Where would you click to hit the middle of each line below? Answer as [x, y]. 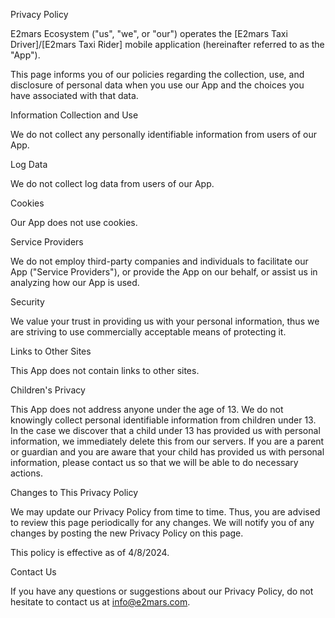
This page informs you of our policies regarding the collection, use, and [157, 74]
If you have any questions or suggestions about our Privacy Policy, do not [162, 591]
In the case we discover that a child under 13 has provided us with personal [165, 430]
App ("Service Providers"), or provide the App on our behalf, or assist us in [164, 272]
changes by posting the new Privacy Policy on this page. [127, 533]
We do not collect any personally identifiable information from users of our [164, 134]
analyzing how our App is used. [75, 282]
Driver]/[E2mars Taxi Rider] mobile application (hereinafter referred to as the [167, 44]
